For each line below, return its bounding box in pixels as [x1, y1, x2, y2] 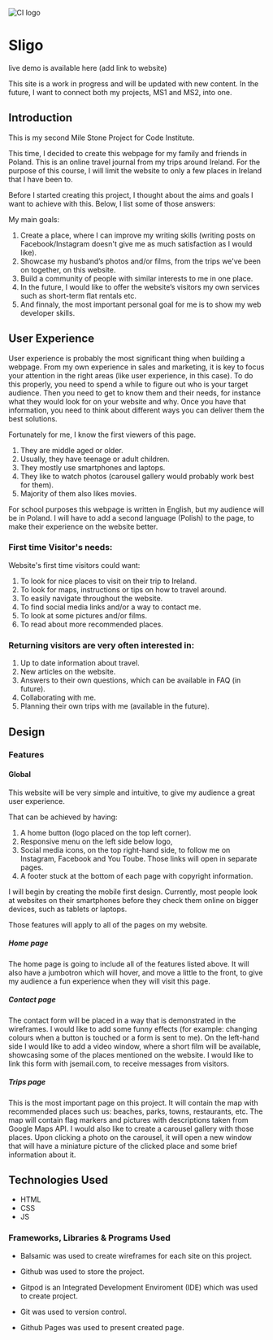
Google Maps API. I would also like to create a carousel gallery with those [8, 1124, 254, 1133]
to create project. [19, 1290, 79, 1301]
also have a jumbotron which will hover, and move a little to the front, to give [8, 967, 263, 977]
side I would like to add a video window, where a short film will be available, [8, 1041, 262, 1051]
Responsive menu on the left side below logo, [19, 836, 173, 846]
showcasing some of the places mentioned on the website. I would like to [8, 1050, 253, 1059]
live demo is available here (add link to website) [8, 63, 167, 72]
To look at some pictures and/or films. [19, 610, 148, 620]
